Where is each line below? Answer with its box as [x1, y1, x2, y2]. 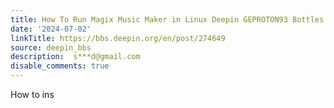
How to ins [10, 89, 55, 100]
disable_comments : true [10, 61, 110, 71]
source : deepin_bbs [10, 42, 92, 53]
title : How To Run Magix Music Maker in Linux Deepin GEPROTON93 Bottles [10, 14, 325, 25]
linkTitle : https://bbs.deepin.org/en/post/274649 [10, 33, 226, 43]
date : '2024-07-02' [10, 24, 92, 34]
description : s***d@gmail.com [10, 52, 141, 62]
